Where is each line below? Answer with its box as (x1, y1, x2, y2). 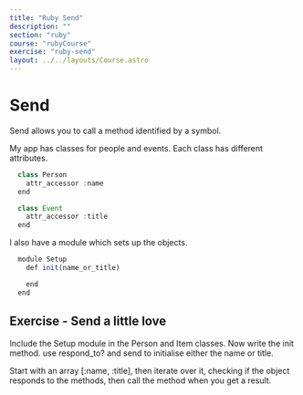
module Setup (17, 255, 68, 265)
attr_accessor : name (26, 179, 104, 188)
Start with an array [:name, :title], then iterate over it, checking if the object (9, 365, 290, 376)
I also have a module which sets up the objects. (9, 237, 188, 248)
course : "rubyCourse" (9, 38, 92, 48)
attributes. (9, 152, 48, 163)
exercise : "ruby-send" (9, 47, 96, 57)
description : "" (9, 22, 71, 31)
